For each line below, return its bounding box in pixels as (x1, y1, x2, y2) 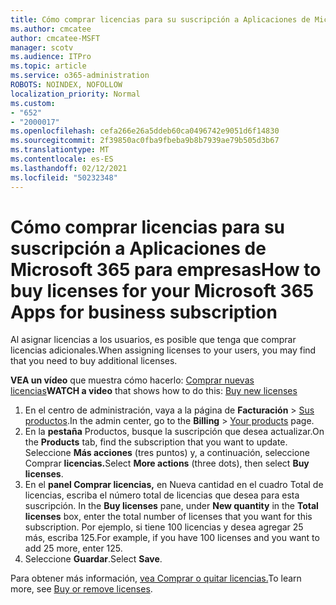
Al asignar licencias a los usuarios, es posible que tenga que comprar (10, 334, 297, 346)
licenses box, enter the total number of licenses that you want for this (24, 511, 313, 523)
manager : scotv (10, 42, 74, 53)
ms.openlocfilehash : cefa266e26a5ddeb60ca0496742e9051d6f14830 (10, 126, 280, 136)
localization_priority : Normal (10, 89, 141, 99)
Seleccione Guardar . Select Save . (24, 553, 163, 565)
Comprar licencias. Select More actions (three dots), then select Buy (24, 457, 310, 470)
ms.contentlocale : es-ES (10, 154, 114, 164)
